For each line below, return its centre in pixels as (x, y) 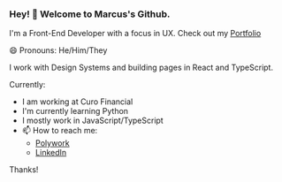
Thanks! (24, 170)
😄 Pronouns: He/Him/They (58, 50)
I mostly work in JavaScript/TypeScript (92, 121)
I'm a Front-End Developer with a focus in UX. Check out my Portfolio (135, 34)
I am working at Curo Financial (77, 102)
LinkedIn (51, 153)
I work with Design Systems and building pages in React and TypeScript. (141, 68)
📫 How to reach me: (60, 131)
